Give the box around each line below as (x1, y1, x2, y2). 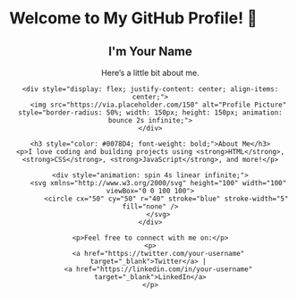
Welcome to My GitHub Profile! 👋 (9, 8, 258, 29)
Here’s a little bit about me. (101, 67, 199, 78)
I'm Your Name (108, 44, 192, 59)
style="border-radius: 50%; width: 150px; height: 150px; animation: (17, 108, 284, 117)
